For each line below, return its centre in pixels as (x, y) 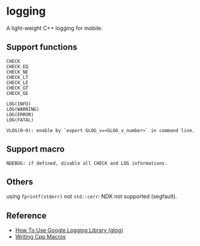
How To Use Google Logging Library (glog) (69, 230)
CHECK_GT (17, 88)
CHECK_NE (17, 72)
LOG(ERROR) (20, 114)
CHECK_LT (17, 77)
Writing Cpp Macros (40, 237)
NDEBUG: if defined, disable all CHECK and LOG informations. (87, 163)
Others (20, 182)
